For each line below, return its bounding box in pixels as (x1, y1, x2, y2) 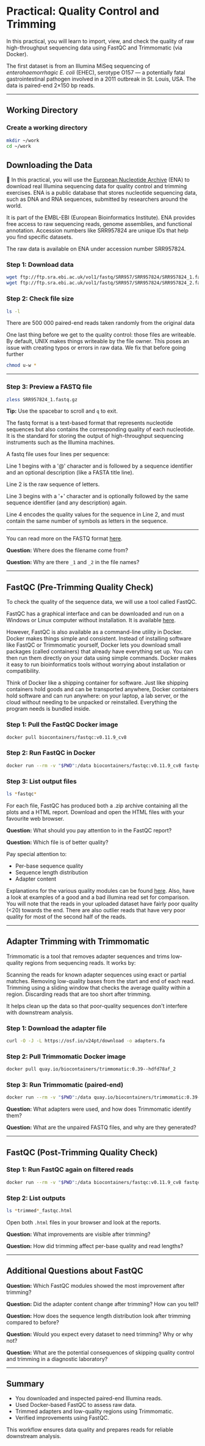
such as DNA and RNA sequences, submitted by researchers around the (6, 195, 188, 203)
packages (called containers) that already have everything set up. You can (6, 648, 193, 655)
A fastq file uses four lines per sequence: (6, 451, 110, 458)
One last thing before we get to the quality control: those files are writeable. (6, 331, 196, 338)
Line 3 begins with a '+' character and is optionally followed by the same (6, 493, 189, 500)
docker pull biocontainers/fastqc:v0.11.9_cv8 (6, 734, 127, 740)
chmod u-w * (6, 362, 37, 369)
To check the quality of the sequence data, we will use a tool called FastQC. (6, 598, 197, 606)
